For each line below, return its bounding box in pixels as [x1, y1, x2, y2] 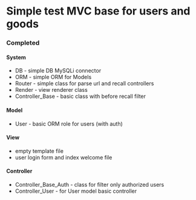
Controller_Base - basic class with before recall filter [15, 92, 146, 100]
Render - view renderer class [15, 86, 88, 94]
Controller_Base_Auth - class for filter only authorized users [15, 181, 165, 188]
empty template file [15, 147, 64, 155]
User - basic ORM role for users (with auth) [15, 120, 123, 127]
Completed [6, 39, 40, 47]
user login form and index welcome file [15, 153, 113, 161]
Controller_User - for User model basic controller [15, 187, 137, 195]
